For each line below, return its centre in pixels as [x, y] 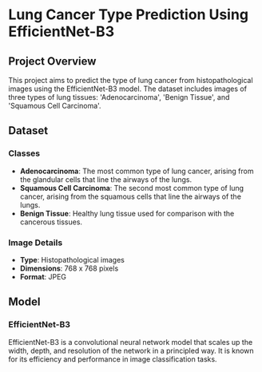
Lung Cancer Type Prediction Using [129, 15]
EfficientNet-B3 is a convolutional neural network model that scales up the [131, 342]
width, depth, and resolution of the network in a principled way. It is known [131, 350]
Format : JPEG [43, 276]
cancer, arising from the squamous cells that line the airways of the [131, 196]
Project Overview [52, 61]
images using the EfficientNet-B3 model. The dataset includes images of [128, 89]
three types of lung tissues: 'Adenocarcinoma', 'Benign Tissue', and [119, 97]
